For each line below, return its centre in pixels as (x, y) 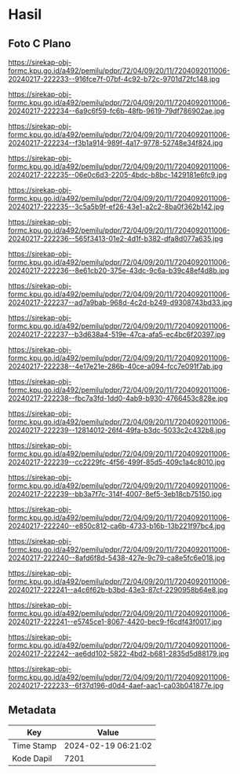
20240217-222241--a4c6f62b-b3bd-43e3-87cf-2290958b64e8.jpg (118, 590)
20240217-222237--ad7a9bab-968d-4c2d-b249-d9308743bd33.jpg (120, 303)
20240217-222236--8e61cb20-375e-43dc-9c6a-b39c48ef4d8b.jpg (119, 270)
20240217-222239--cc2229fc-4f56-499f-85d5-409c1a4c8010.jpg (117, 462)
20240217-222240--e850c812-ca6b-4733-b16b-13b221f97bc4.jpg (117, 526)
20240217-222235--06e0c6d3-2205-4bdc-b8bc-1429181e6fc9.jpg (118, 175)
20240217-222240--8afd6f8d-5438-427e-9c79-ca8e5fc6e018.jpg (117, 558)
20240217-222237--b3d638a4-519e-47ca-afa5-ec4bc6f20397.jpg (117, 334)
